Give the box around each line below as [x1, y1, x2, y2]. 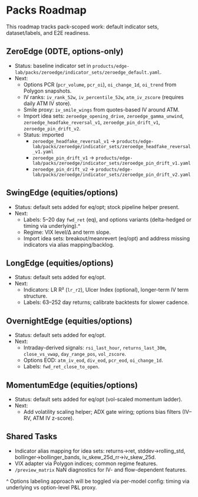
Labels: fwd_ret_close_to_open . [23, 363, 100, 370]
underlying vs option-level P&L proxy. [6, 483, 97, 491]
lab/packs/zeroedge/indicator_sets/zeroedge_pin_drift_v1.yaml [32, 160, 191, 166]
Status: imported [23, 131, 64, 138]
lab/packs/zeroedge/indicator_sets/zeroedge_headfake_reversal [32, 143, 191, 149]
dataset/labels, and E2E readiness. [6, 29, 90, 36]
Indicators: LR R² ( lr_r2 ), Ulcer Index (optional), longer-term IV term [23, 286, 189, 293]
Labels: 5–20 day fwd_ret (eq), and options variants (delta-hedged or [23, 216, 192, 223]
